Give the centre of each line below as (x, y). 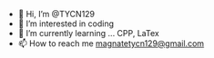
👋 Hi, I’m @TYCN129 (56, 14)
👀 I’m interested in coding (66, 24)
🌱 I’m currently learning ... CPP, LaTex (88, 33)
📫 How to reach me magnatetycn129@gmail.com (111, 43)
